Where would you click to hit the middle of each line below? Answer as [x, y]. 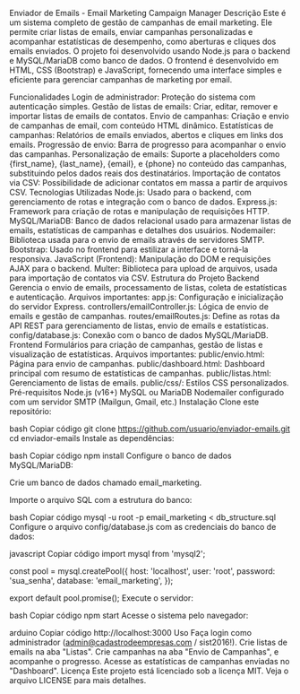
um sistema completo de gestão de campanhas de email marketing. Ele [141, 22]
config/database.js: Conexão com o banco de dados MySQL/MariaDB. [139, 335]
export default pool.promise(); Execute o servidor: [102, 598]
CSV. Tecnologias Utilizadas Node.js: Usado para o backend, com [131, 192]
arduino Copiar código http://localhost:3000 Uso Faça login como [131, 633]
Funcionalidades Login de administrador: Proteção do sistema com [133, 97]
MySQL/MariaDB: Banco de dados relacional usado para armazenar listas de [150, 221]
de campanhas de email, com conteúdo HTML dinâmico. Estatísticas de [141, 126]
